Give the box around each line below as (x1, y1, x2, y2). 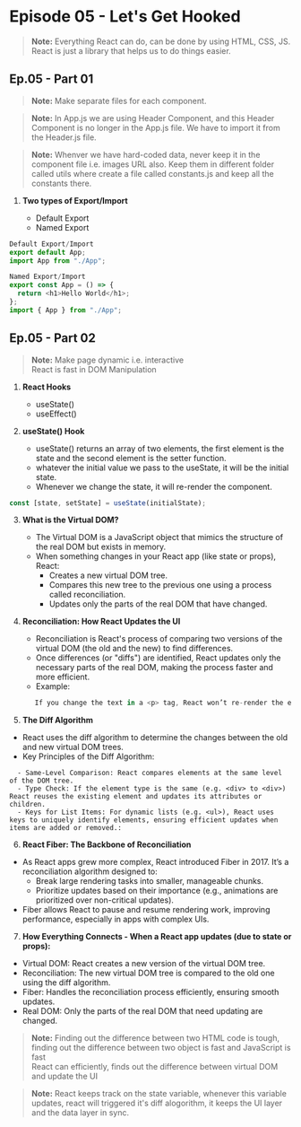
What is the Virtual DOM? (21, 514, 119, 526)
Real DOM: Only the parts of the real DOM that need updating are (21, 1006, 263, 1017)
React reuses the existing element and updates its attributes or (9, 792, 262, 801)
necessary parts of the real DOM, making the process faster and (35, 662, 273, 673)
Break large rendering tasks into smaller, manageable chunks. (35, 876, 264, 887)
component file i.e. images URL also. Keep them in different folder (30, 159, 275, 170)
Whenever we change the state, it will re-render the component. (35, 481, 273, 492)
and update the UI (30, 1070, 99, 1082)
